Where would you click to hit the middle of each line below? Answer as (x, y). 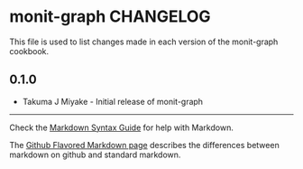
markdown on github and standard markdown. (95, 155)
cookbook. (29, 51)
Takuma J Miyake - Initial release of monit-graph (113, 101)
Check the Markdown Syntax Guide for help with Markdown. (122, 127)
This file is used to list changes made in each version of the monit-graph (144, 42)
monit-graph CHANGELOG (110, 17)
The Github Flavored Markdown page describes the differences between (144, 145)
